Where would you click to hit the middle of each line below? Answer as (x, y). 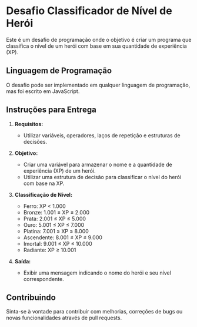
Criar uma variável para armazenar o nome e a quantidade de (98, 164)
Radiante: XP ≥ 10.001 (50, 250)
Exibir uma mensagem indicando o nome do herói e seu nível (97, 273)
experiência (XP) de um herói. (59, 171)
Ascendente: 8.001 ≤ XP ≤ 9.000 (63, 237)
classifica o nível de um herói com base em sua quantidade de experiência (96, 46)
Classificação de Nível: (43, 194)
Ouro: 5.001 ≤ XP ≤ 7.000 (54, 224)
